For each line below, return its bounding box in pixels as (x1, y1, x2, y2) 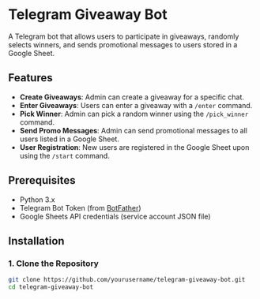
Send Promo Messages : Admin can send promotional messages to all (19, 125, 247, 135)
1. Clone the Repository (8, 258, 99, 269)
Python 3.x (19, 195, 55, 204)
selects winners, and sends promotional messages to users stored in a (8, 39, 238, 49)
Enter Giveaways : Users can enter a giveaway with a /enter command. (19, 100, 253, 110)
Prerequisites (8, 174, 76, 187)
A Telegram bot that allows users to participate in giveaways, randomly (8, 32, 239, 41)
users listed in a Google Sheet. (19, 134, 120, 144)
